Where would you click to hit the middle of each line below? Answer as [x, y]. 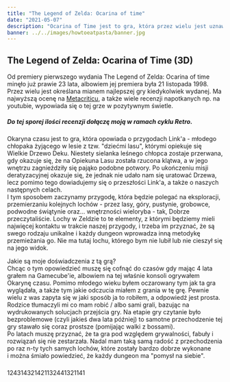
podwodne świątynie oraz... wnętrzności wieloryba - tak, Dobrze [99, 212]
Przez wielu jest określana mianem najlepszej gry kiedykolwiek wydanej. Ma [114, 91]
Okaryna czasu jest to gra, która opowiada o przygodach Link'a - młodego [112, 139]
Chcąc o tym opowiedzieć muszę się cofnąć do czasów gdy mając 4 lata [110, 268]
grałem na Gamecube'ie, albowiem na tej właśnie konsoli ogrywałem [103, 276]
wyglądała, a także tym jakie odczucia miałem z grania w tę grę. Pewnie [108, 290]
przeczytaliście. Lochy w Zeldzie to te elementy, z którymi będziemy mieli [111, 219]
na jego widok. [28, 248]
